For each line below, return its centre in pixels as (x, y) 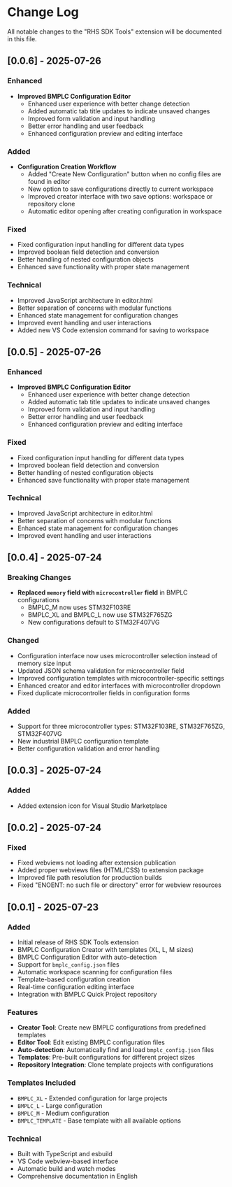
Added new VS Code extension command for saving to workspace (113, 330)
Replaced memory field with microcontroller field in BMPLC (102, 592)
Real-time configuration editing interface (76, 987)
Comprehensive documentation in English (77, 1177)
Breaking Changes (39, 578)
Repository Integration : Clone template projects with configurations (115, 1065)
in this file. (22, 38)
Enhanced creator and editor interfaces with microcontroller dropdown (119, 685)
